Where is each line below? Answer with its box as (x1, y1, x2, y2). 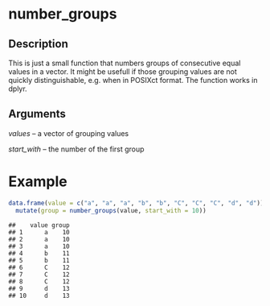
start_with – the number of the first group (8, 144, 145, 154)
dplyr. (8, 84, 27, 93)
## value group (8, 221, 70, 229)
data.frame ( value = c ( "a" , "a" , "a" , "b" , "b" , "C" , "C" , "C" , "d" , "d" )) (8, 199, 264, 207)
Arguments (8, 107, 67, 121)
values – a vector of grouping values (8, 128, 129, 138)
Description (8, 37, 68, 51)
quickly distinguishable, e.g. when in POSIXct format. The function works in (8, 76, 258, 85)
